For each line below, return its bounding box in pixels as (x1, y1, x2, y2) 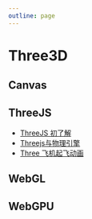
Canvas (8, 78, 47, 93)
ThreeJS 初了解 (19, 128, 72, 138)
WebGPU (8, 199, 54, 213)
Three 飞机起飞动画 (19, 148, 84, 158)
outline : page (8, 11, 56, 20)
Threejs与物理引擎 (19, 138, 81, 148)
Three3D (8, 46, 68, 64)
